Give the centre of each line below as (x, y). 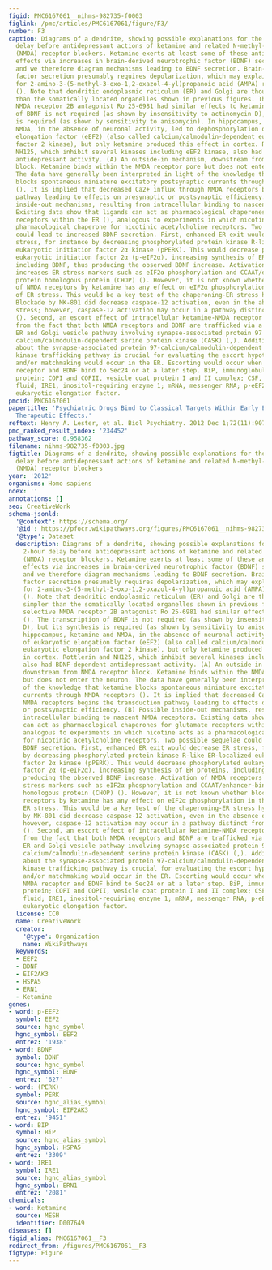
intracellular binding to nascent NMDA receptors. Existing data (136, 718)
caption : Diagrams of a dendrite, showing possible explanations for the (136, 39)
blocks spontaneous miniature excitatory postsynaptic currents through (141, 182)
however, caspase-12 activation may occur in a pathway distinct (136, 823)
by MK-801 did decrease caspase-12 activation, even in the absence (141, 816)
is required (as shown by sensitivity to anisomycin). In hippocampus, (139, 122)
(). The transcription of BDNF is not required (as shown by (128, 619)
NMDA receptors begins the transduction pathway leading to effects (141, 703)
